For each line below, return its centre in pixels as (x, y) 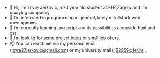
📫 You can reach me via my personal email (53, 43)
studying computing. (30, 12)
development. (23, 23)
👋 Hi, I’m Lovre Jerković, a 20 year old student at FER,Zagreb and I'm (79, 7)
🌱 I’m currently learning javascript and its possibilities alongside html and (82, 28)
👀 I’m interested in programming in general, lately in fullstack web (75, 17)
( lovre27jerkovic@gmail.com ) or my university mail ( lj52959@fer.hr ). (78, 50)
